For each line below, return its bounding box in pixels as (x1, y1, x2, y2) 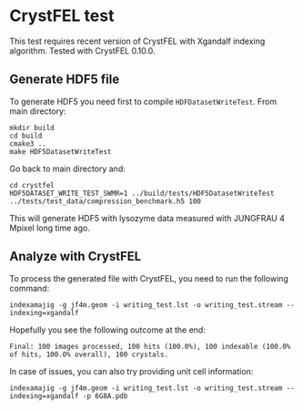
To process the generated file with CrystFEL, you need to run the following (9, 272, 288, 283)
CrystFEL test (9, 5, 115, 26)
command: (9, 282, 50, 293)
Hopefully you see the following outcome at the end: (9, 324, 207, 335)
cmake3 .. (9, 138, 47, 149)
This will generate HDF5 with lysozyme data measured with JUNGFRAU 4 (9, 212, 285, 223)
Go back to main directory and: (9, 163, 126, 174)
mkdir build (9, 123, 55, 132)
